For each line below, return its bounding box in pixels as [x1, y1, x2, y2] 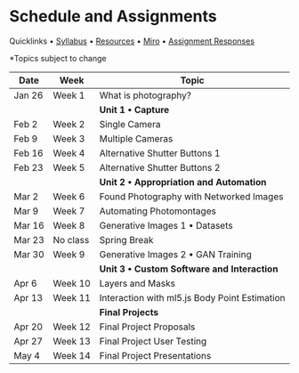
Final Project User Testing [99, 335, 207, 347]
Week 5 [53, 161, 85, 174]
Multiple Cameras [99, 132, 174, 144]
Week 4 [53, 147, 85, 159]
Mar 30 [13, 247, 44, 260]
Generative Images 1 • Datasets [99, 219, 233, 231]
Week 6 [53, 190, 85, 202]
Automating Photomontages [99, 205, 216, 217]
